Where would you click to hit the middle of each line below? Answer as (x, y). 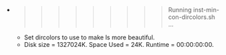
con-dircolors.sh (192, 17)
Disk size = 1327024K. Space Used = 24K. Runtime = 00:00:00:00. (119, 44)
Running (180, 10)
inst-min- (206, 10)
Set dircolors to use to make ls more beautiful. (89, 37)
